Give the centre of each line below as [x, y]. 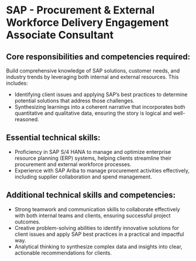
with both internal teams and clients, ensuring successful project [92, 215]
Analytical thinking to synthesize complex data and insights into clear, [98, 246]
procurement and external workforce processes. [73, 164]
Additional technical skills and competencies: [91, 195]
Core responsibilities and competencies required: [98, 56]
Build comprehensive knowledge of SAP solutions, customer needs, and [93, 71]
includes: [17, 83]
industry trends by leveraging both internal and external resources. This [92, 77]
